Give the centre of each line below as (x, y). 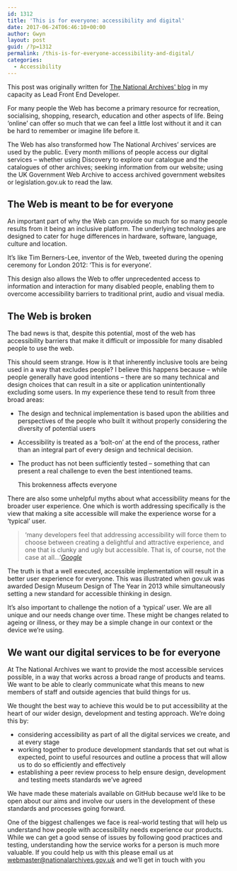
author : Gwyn (27, 34)
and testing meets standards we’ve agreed (80, 780)
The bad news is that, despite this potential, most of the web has (102, 333)
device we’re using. (36, 630)
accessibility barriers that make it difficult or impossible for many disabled (115, 341)
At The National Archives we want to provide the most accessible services (116, 670)
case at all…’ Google (53, 558)
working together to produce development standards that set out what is (123, 750)
